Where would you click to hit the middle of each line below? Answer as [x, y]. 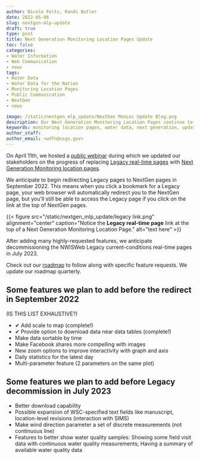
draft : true [21, 28]
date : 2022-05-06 [28, 17]
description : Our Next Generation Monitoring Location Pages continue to [100, 122]
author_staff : [24, 133]
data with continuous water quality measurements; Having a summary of [104, 444]
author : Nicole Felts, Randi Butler [51, 12]
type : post [20, 34]
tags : [13, 73]
